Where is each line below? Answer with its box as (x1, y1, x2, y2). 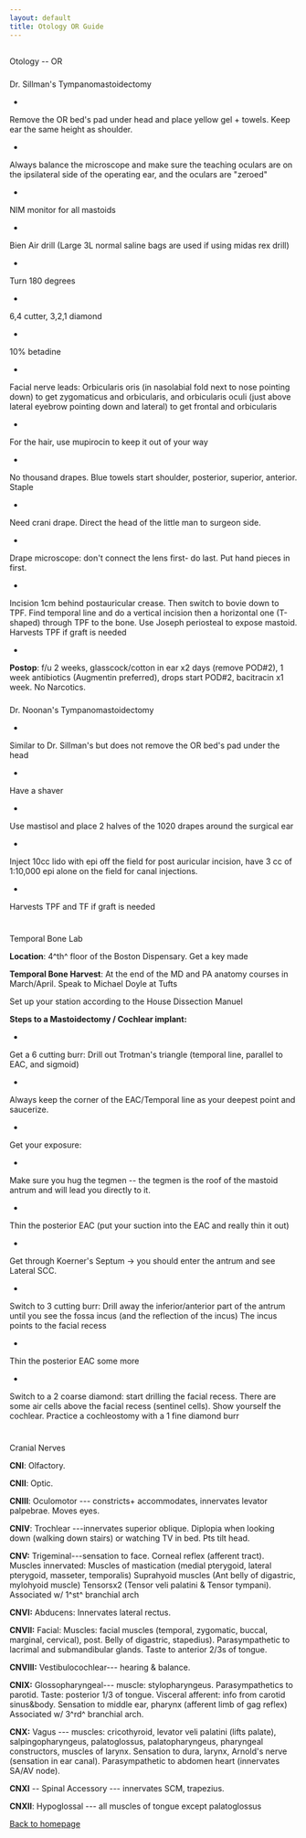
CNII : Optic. (9, 1478, 54, 1489)
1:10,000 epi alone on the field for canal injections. (9, 865, 198, 876)
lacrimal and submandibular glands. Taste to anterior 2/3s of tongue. (9, 1644, 268, 1655)
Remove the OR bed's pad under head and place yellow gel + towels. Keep (9, 113, 290, 124)
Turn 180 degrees (9, 275, 76, 286)
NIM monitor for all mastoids (9, 204, 116, 215)
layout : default (9, 13, 71, 23)
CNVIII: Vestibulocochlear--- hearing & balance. (9, 1662, 191, 1673)
